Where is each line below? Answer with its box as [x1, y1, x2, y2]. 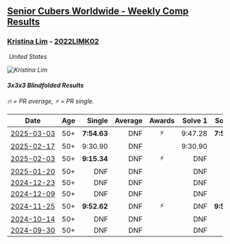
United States [8, 52, 47, 60]
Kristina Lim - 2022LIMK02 [7, 37, 99, 47]
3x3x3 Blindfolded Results [7, 82, 84, 90]
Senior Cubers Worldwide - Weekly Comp [7, 5, 189, 17]
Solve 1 [182, 116, 207, 125]
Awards [149, 116, 175, 125]
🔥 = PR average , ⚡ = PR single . [7, 97, 94, 105]
